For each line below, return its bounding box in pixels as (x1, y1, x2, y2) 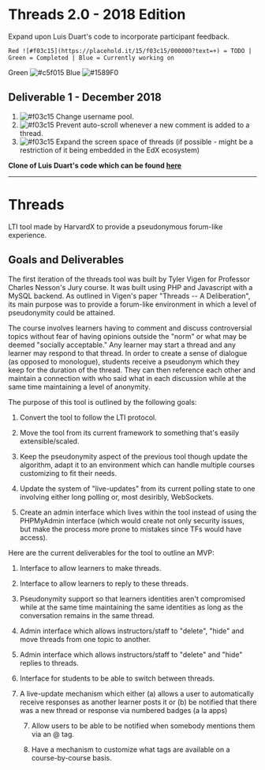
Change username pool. (55, 111, 134, 121)
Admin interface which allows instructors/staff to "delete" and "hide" (19, 650, 243, 659)
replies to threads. (19, 658, 79, 667)
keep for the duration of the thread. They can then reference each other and (8, 365, 256, 375)
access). (19, 532, 48, 542)
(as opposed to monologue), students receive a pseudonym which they (8, 357, 240, 366)
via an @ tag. (31, 729, 75, 738)
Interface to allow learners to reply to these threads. (19, 579, 189, 588)
